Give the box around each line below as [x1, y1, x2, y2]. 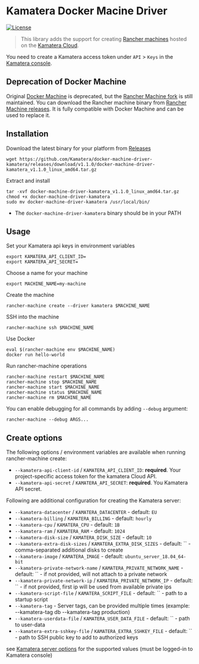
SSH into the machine [6, 314, 59, 321]
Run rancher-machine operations [6, 362, 87, 369]
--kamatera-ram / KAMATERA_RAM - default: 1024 [14, 528, 125, 535]
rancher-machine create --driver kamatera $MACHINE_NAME [6, 303, 150, 309]
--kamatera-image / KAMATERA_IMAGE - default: [14, 553, 124, 560]
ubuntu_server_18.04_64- [124, 554, 187, 560]
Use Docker [6, 335, 36, 343]
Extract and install [6, 177, 50, 184]
